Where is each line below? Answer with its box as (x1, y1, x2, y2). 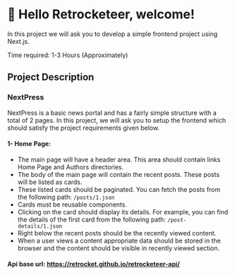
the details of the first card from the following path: (17, 215, 166, 224)
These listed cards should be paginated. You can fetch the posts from (17, 185, 221, 193)
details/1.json (17, 222, 63, 230)
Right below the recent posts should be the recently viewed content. (17, 228, 217, 237)
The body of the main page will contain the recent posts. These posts (17, 170, 220, 178)
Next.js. (7, 37, 30, 45)
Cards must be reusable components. (17, 200, 127, 209)
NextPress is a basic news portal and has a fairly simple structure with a (7, 109, 217, 117)
